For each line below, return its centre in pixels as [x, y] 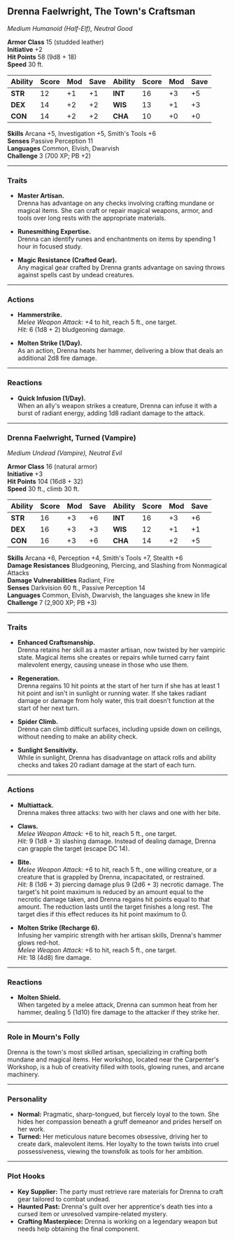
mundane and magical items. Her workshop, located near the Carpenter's [113, 1059]
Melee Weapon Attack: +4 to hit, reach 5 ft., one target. [97, 322]
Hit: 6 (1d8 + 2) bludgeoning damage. [71, 330]
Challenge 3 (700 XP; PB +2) [49, 155]
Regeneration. [38, 678]
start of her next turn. [48, 708]
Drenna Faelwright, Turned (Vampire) [72, 438]
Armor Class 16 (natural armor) [52, 466]
